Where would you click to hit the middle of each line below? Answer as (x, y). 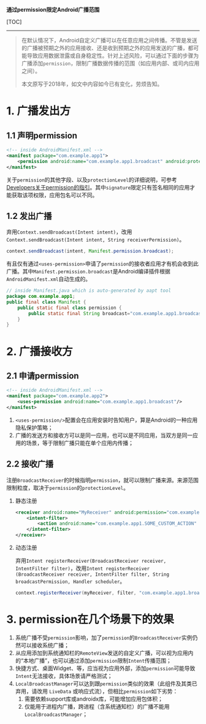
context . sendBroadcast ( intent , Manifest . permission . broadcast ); (90, 251)
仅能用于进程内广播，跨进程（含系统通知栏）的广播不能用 (97, 706)
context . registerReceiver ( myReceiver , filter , (76, 593)
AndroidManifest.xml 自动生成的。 (49, 279)
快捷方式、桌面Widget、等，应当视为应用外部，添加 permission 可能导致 (105, 668)
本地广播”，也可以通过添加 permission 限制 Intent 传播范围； (97, 660)
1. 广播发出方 (39, 111)
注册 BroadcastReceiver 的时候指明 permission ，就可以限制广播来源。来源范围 (103, 480)
